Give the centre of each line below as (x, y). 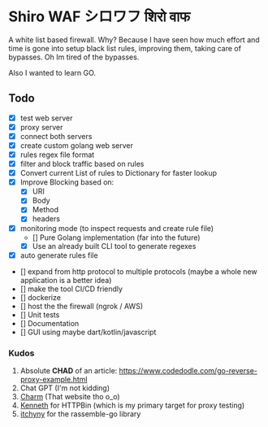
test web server (46, 118)
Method (45, 210)
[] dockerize (40, 297)
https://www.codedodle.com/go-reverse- (188, 370)
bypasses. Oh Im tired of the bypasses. (74, 57)
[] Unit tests (40, 315)
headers (46, 219)
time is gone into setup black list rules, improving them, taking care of (125, 48)
